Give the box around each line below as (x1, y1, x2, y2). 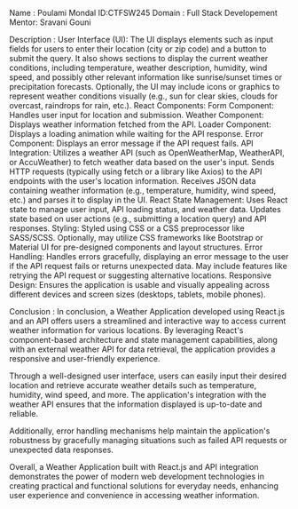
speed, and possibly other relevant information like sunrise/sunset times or (9, 72, 282, 83)
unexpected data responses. (9, 444, 114, 455)
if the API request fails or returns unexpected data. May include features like (9, 261, 288, 271)
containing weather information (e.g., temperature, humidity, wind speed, (9, 186, 277, 195)
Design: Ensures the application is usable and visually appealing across (9, 280, 271, 290)
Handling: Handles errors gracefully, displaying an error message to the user (9, 251, 289, 261)
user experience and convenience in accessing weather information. (9, 490, 260, 500)
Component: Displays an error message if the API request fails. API (9, 138, 255, 148)
